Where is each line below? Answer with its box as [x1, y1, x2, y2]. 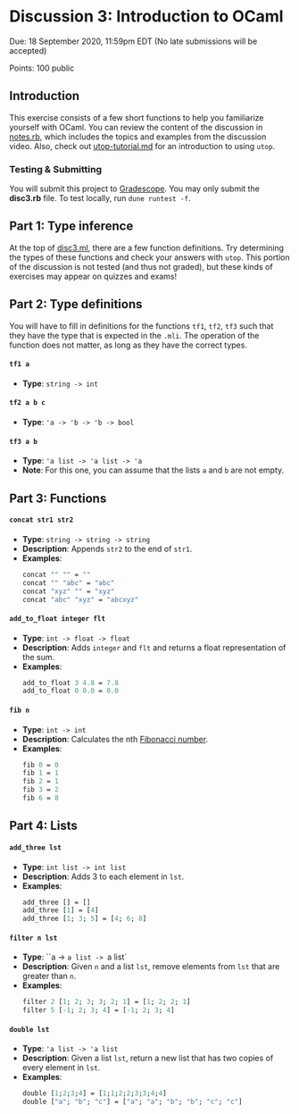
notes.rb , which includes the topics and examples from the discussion [9, 131, 267, 142]
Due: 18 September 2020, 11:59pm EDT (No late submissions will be [9, 36, 258, 46]
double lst [9, 1025, 50, 1034]
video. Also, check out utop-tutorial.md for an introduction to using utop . [9, 140, 275, 151]
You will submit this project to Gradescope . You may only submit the [9, 183, 261, 194]
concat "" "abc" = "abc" [21, 578, 115, 587]
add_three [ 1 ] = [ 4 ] [21, 906, 99, 915]
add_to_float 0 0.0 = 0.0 [21, 686, 119, 696]
